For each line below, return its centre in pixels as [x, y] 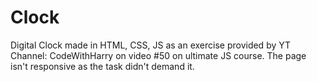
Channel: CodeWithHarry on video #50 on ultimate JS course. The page [158, 55]
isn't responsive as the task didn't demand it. [102, 66]
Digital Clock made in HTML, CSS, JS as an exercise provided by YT [151, 45]
